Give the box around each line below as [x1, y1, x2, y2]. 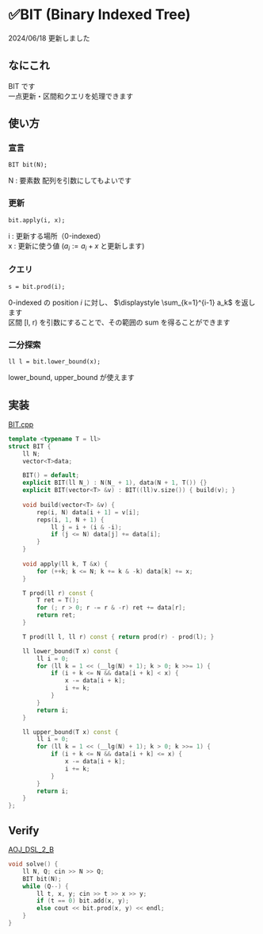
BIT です [8, 81, 36, 90]
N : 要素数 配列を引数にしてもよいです [8, 176, 132, 186]
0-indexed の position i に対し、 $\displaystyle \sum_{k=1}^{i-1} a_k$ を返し [8, 298, 256, 307]
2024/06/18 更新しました [8, 33, 90, 43]
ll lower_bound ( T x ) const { [22, 647, 119, 655]
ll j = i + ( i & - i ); [50, 523, 123, 531]
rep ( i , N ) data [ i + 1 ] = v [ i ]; [36, 508, 140, 517]
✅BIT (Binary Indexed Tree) [8, 6, 192, 24]
